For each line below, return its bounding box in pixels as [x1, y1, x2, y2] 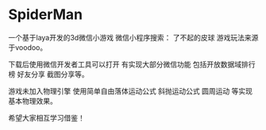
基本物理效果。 [8, 96, 57, 105]
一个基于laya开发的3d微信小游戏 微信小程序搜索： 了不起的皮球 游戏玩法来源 [8, 32, 259, 42]
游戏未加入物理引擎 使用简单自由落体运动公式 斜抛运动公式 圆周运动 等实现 [8, 86, 253, 96]
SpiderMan [8, 6, 83, 24]
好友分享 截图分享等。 [17, 69, 89, 78]
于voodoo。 [8, 42, 48, 52]
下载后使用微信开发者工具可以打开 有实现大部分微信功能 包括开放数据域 [8, 59, 242, 69]
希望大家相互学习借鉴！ [8, 113, 85, 122]
